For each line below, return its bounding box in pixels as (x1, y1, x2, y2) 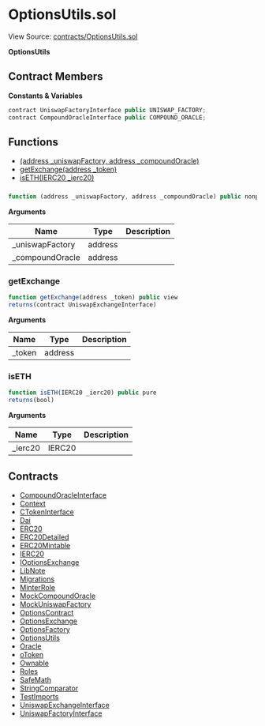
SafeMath (19, 675, 51, 685)
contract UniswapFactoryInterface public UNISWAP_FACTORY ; (8, 106, 207, 114)
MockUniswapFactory (19, 600, 91, 609)
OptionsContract (19, 608, 74, 618)
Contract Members (8, 70, 103, 84)
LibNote (19, 566, 46, 576)
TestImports (19, 692, 59, 702)
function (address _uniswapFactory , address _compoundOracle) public (8, 193, 242, 201)
